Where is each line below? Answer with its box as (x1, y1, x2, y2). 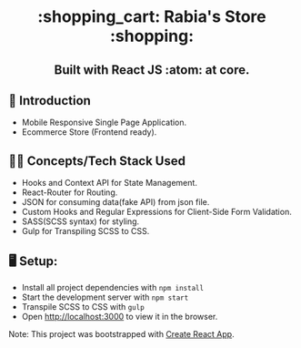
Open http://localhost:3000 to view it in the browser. (21, 312, 218, 322)
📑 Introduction (8, 93, 92, 108)
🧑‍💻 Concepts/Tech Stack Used (8, 153, 186, 169)
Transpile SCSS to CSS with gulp (21, 302, 145, 312)
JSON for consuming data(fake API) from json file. (21, 197, 210, 208)
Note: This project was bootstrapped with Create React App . (8, 329, 235, 340)
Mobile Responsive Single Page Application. (21, 117, 187, 128)
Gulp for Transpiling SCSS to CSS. (21, 226, 150, 237)
